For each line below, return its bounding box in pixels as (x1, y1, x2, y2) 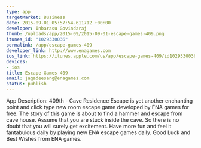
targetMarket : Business (6, 14, 66, 20)
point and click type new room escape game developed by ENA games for (6, 104, 190, 110)
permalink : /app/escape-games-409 (6, 42, 93, 48)
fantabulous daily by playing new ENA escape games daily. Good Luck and (6, 129, 191, 136)
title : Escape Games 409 (6, 70, 68, 76)
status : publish (6, 81, 47, 87)
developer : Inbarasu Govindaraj (6, 25, 87, 32)
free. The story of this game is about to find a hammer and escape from (6, 110, 183, 117)
